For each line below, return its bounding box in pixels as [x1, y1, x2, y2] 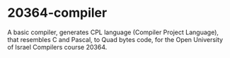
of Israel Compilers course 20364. [7, 43, 108, 51]
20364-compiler [7, 5, 108, 21]
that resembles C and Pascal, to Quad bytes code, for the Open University [7, 35, 224, 43]
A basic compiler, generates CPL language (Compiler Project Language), [7, 28, 219, 36]
